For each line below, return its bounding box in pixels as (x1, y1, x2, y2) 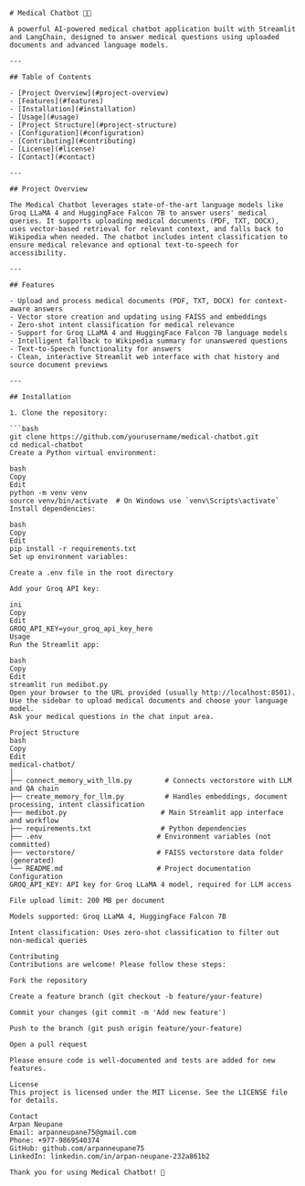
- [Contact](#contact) (9, 153, 96, 162)
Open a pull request (9, 1040, 89, 1049)
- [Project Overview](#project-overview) (9, 89, 170, 98)
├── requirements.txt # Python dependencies (9, 824, 247, 833)
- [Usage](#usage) (9, 112, 79, 122)
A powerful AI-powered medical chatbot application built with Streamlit (9, 25, 297, 34)
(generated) (9, 856, 55, 865)
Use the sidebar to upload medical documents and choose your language (9, 696, 288, 705)
